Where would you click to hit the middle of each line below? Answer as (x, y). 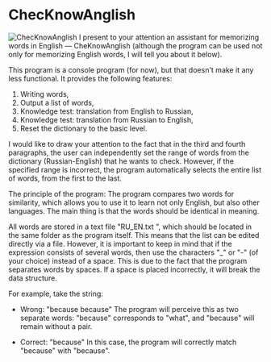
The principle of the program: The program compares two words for (121, 193)
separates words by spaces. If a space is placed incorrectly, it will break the (134, 269)
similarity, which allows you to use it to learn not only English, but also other (134, 202)
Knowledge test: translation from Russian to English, (106, 119)
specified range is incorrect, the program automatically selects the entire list (135, 169)
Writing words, (44, 94)
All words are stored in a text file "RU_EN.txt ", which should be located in (130, 227)
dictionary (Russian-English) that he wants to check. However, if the (121, 161)
